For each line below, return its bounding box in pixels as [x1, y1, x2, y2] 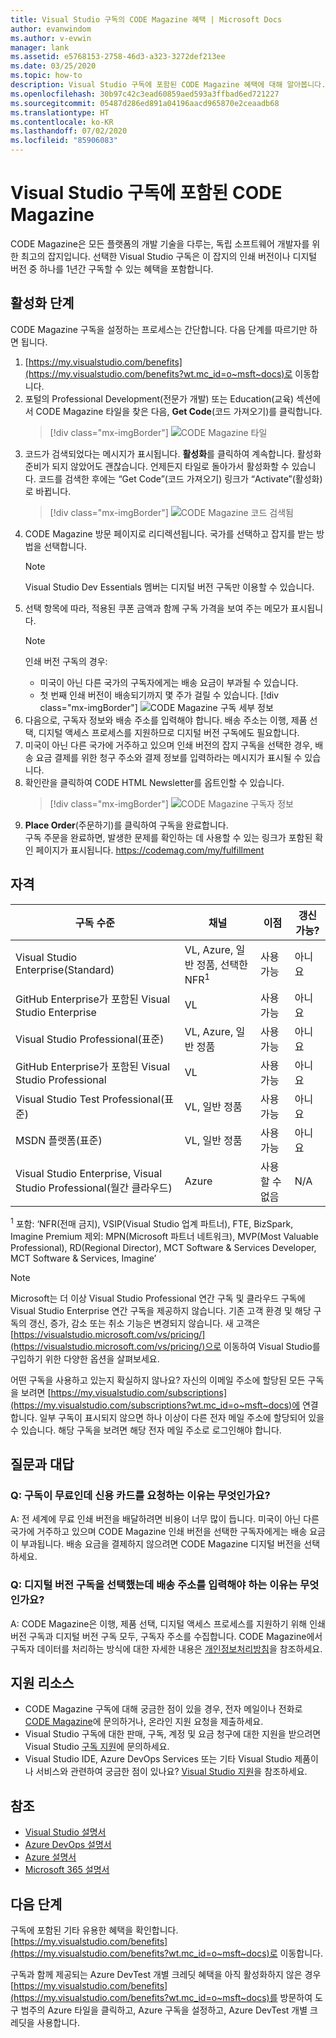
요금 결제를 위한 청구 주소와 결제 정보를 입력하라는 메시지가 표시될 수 [35, 751, 303, 763]
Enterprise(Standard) [15, 963, 115, 977]
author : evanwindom [10, 24, 92, 34]
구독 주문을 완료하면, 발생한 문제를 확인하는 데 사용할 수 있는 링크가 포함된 [24, 831, 313, 843]
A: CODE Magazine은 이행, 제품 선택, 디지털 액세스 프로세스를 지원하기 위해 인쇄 [10, 1617, 326, 1630]
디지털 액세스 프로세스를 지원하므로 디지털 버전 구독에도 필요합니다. [38, 726, 300, 738]
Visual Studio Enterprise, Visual [15, 1166, 163, 1180]
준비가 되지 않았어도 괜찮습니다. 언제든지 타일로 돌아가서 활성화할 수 [24, 460, 290, 472]
